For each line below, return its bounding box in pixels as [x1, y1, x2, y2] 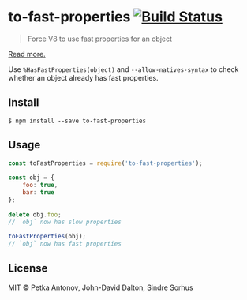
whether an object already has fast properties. [8, 73, 159, 82]
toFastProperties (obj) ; [8, 233, 87, 241]
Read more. [8, 49, 46, 58]
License [8, 261, 48, 276]
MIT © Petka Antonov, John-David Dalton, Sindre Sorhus [8, 283, 193, 292]
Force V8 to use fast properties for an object [27, 34, 172, 43]
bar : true [22, 189, 55, 197]
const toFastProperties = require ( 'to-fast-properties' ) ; [8, 159, 203, 167]
